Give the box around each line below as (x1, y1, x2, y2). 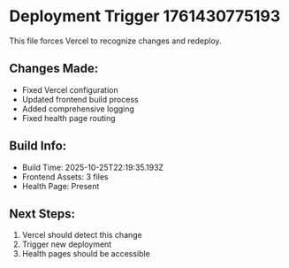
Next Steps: (9, 206, 75, 221)
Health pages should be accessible (21, 249, 150, 259)
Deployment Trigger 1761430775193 (9, 6, 281, 27)
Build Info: (9, 139, 67, 154)
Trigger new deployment (21, 239, 112, 249)
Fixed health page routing (21, 112, 117, 123)
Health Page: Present (21, 180, 100, 191)
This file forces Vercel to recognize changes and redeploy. (9, 35, 223, 46)
